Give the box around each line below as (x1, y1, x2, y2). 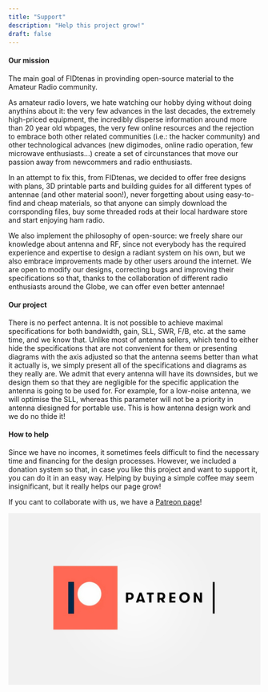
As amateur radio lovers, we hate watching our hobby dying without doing (8, 97, 252, 107)
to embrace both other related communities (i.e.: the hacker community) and (8, 131, 261, 141)
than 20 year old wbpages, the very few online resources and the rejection (8, 123, 254, 132)
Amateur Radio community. (8, 82, 98, 91)
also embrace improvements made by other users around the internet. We (8, 256, 252, 266)
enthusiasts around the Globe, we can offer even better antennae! (8, 281, 226, 292)
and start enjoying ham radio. (8, 215, 106, 224)
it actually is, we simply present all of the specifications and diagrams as (8, 360, 247, 370)
